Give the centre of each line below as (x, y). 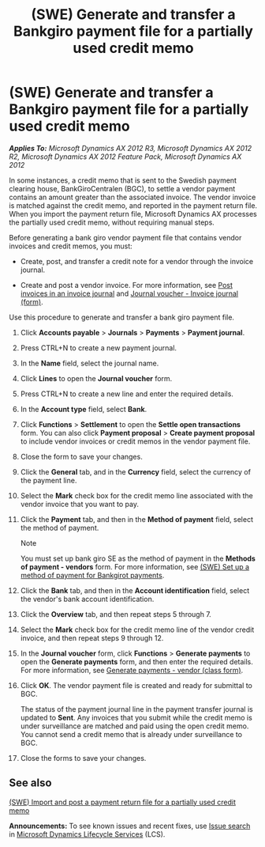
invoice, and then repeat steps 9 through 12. (92, 637)
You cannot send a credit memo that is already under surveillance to (131, 734)
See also (30, 783)
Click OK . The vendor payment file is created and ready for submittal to (136, 685)
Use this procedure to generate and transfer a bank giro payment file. (122, 317)
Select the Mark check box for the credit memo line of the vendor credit (137, 630)
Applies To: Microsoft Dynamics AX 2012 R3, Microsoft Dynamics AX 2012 (131, 148)
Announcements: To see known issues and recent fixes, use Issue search (130, 826)
